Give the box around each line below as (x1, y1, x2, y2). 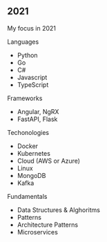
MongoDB (17, 171, 46, 179)
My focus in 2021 (7, 24, 57, 32)
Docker (17, 142, 39, 150)
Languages (7, 38, 39, 46)
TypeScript (17, 80, 49, 89)
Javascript (17, 73, 48, 81)
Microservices (17, 227, 59, 236)
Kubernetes (17, 149, 50, 157)
